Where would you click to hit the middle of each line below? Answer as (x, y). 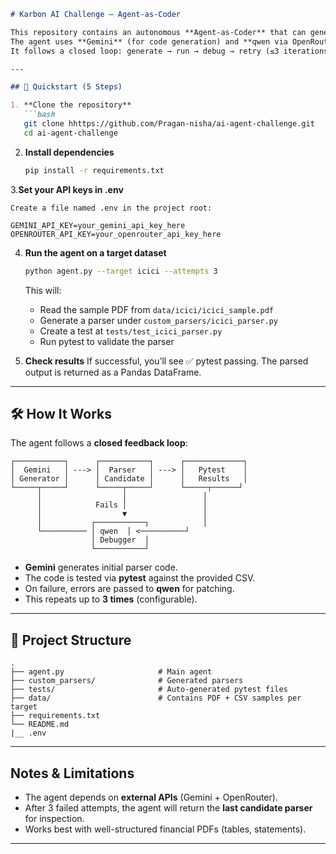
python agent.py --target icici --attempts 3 (121, 271)
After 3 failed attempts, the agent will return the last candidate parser (168, 807)
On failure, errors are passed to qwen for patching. (129, 589)
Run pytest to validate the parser (107, 341)
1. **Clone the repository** (71, 105)
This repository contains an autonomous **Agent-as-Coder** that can (158, 32)
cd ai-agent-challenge (70, 133)
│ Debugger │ (120, 540)
